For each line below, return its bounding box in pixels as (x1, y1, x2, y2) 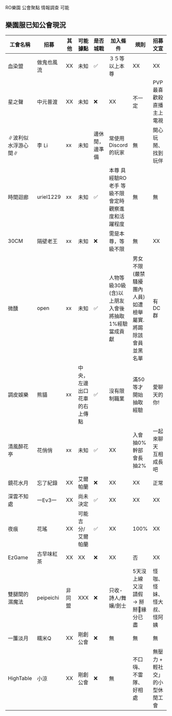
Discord (109, 141, 128, 148)
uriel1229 (37, 193, 61, 200)
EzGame (8, 554, 28, 561)
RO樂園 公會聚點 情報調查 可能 (5, 5, 70, 10)
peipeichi (37, 594, 59, 601)
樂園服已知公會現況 (5, 21, 66, 30)
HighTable (8, 675, 32, 682)
